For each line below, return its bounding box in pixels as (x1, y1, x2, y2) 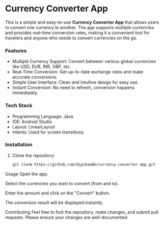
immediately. (12, 90, 38, 96)
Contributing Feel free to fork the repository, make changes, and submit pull (5, 209, 159, 215)
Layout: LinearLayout (12, 124, 55, 129)
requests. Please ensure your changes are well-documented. (5, 214, 129, 220)
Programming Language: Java (12, 113, 74, 119)
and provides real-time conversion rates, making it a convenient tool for (5, 30, 150, 35)
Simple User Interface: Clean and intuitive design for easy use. (12, 79, 139, 85)
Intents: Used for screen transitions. (12, 129, 85, 135)
